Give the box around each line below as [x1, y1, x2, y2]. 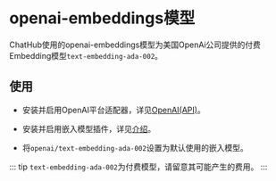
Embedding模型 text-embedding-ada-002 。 [9, 50, 163, 61]
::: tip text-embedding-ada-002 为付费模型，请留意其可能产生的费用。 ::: [9, 161, 268, 172]
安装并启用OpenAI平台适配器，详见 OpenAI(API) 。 [21, 104, 205, 115]
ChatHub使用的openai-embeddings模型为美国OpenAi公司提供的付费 [9, 39, 262, 50]
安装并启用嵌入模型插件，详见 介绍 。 [21, 123, 156, 134]
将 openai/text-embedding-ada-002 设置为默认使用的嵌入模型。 [21, 142, 248, 152]
